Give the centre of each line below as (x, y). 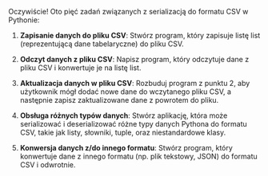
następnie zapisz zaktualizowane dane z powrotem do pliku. (119, 100)
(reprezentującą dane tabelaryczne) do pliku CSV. (102, 44)
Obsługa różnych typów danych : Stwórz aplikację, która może (124, 115)
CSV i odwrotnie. (48, 165)
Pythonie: (24, 20)
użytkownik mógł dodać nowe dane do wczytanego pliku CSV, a (126, 92)
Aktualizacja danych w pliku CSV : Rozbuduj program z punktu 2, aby (135, 83)
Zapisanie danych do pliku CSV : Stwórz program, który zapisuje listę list (140, 35)
